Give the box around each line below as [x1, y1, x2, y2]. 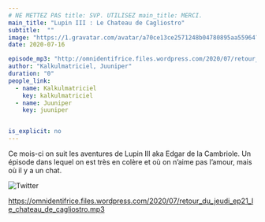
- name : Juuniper [15, 99, 73, 107]
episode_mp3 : [8, 55, 51, 63]
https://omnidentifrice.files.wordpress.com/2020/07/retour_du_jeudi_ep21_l [8, 196, 254, 205]
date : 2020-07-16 [8, 41, 65, 49]
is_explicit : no [8, 128, 62, 135]
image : [8, 33, 30, 42]
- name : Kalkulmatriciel [15, 84, 97, 92]
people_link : [8, 76, 51, 85]
